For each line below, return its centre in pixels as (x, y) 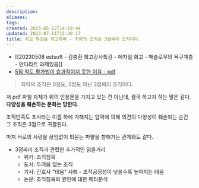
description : (22, 12)
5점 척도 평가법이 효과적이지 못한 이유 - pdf (65, 71)
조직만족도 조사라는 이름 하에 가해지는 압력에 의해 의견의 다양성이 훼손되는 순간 (97, 117)
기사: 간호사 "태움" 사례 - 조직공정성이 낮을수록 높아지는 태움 (94, 172)
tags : (13, 23)
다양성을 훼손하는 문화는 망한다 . (42, 104)
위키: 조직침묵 (40, 157)
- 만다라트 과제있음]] (39, 64)
